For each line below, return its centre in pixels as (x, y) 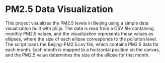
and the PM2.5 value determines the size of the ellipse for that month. (77, 55)
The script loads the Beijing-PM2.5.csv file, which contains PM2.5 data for (82, 44)
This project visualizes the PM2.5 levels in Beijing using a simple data (77, 23)
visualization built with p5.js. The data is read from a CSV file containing (80, 28)
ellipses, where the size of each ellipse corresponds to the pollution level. (81, 39)
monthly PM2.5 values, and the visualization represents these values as (79, 33)
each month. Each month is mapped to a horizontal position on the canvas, (83, 49)
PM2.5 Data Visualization (59, 9)
